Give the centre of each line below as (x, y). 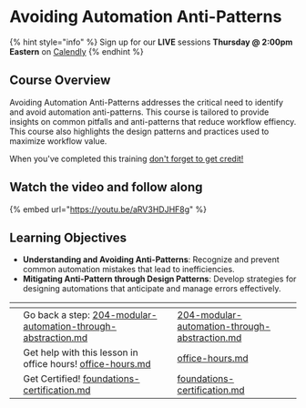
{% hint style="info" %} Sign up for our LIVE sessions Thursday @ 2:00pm (151, 42)
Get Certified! (52, 379)
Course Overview (60, 81)
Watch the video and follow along (106, 187)
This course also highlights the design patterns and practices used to (139, 131)
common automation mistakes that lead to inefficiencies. (128, 270)
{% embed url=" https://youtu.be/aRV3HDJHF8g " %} (108, 209)
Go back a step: (57, 315)
